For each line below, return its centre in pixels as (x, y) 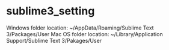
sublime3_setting (51, 11)
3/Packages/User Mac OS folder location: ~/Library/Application (85, 34)
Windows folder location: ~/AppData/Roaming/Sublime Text (80, 28)
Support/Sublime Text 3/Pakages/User (54, 40)
